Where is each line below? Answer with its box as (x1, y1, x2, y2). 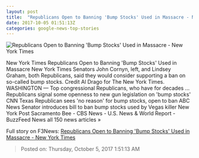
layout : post (6, 8, 38, 15)
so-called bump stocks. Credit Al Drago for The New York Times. (6, 78, 165, 86)
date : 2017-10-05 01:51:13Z (6, 20, 76, 26)
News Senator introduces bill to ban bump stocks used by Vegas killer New (6, 103, 190, 110)
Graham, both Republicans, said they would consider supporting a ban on (6, 72, 186, 79)
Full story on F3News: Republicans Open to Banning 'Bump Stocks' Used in (6, 128, 190, 135)
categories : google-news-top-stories (6, 25, 99, 31)
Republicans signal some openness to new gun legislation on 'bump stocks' (6, 91, 191, 98)
